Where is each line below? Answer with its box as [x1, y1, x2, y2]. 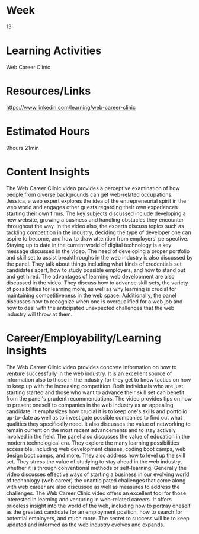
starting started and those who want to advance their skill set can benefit [6, 389, 185, 396]
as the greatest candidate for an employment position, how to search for [6, 508, 182, 516]
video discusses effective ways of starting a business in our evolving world [6, 471, 190, 478]
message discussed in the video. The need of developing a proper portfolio [6, 247, 190, 255]
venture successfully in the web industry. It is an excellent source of [6, 370, 172, 377]
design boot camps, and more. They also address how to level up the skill [6, 452, 185, 459]
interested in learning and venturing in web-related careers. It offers [6, 495, 172, 503]
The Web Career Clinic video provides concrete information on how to [6, 363, 177, 370]
